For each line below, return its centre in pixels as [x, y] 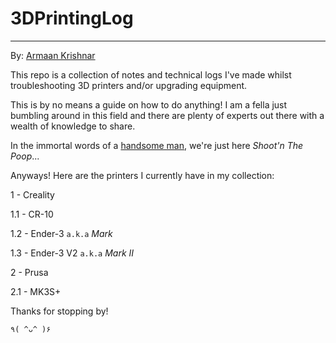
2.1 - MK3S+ [36, 291]
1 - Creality [32, 194]
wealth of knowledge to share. [73, 126]
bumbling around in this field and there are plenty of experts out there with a [167, 115]
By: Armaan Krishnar [53, 55]
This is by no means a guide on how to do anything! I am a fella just [149, 104]
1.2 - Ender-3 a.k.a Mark [61, 233]
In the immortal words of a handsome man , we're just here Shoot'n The [157, 145]
